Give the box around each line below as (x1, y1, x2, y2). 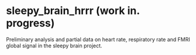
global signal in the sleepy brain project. (6, 42, 102, 49)
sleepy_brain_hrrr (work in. (6, 4, 140, 18)
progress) (6, 16, 55, 30)
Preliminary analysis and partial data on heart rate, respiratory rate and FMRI (6, 36, 190, 43)
